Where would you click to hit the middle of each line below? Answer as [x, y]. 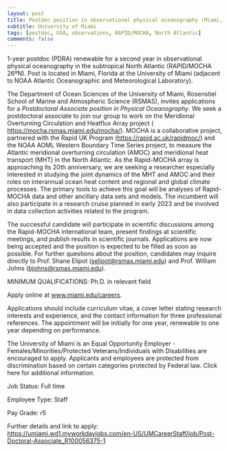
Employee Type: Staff [37, 399]
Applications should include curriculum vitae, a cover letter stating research [114, 308]
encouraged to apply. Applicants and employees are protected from [103, 358]
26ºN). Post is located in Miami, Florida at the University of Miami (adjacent [114, 74]
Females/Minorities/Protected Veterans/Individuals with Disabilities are [107, 351]
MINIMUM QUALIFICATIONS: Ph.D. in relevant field [79, 282]
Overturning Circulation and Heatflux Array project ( [80, 123]
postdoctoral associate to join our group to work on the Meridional [101, 116]
